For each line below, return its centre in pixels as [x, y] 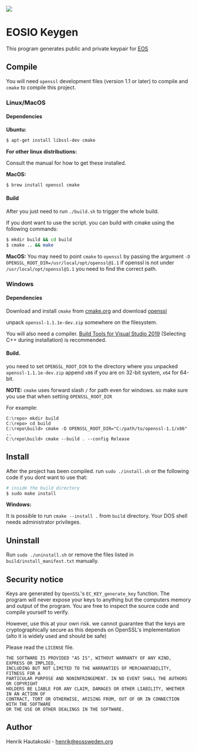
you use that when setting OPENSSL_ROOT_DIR [59, 396]
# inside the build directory [43, 488]
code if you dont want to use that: [47, 477]
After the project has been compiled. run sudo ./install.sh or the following [98, 471]
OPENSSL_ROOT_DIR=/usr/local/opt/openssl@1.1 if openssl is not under [90, 262]
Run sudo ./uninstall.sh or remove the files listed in [70, 555]
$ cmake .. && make [30, 245]
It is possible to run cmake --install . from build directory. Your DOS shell [97, 516]
